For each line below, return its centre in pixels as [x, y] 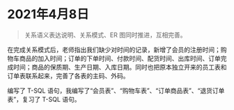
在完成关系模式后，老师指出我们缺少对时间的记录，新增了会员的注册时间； [114, 49]
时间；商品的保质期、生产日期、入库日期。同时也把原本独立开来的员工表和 [120, 67]
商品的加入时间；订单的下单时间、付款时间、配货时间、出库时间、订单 [120, 58]
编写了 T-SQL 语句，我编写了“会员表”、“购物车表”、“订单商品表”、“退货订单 [116, 91]
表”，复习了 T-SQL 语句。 [44, 99]
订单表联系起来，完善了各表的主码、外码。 [68, 76]
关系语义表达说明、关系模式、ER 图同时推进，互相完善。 [105, 35]
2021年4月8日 [48, 14]
